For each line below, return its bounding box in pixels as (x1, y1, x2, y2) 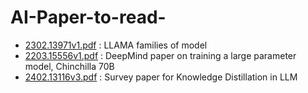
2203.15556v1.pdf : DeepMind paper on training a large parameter (24, 49, 297, 61)
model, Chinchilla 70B (24, 60, 115, 72)
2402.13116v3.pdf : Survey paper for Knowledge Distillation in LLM (24, 71, 298, 83)
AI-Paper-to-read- (10, 6, 167, 29)
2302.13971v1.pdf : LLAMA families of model (24, 39, 208, 51)
